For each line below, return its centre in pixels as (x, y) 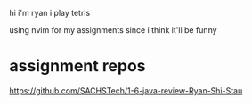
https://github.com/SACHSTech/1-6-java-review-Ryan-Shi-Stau (126, 90)
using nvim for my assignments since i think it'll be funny (113, 30)
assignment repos (77, 66)
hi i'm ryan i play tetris (50, 13)
